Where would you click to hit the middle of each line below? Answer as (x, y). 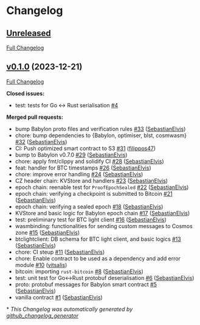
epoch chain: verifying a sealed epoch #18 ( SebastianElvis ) (89, 206)
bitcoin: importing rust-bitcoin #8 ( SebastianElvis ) (79, 271)
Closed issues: (26, 93)
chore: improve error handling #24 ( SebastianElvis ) (79, 174)
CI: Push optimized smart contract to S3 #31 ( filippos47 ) (85, 148)
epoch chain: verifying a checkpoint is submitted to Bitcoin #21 (94, 193)
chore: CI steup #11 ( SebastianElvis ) (60, 252)
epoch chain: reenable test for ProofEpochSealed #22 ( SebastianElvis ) (102, 187)
